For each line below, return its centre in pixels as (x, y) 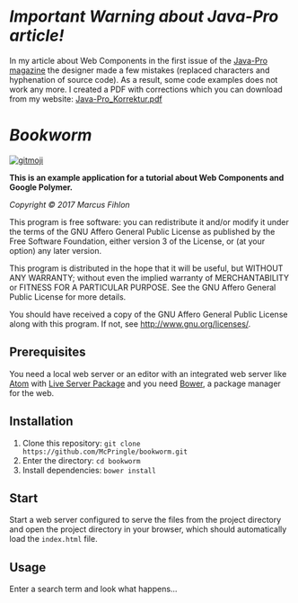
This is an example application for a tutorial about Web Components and (147, 177)
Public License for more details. (68, 297)
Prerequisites (48, 352)
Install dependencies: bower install (89, 470)
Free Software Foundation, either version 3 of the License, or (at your (137, 241)
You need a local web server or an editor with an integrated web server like (148, 373)
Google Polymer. (41, 187)
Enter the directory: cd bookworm (81, 460)
